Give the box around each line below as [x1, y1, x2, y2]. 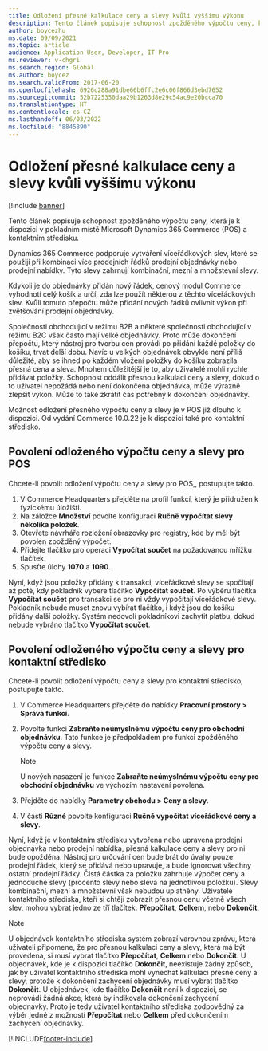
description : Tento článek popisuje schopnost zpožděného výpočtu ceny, [8, 19, 255, 27]
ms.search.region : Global [8, 64, 94, 72]
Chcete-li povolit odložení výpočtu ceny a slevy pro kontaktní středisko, [8, 676, 243, 686]
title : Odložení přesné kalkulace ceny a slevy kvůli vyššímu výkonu [8, 11, 245, 20]
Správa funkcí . [19, 709, 69, 718]
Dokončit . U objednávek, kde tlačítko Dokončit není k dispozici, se [8, 985, 227, 994]
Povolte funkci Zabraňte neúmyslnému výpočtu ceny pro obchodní [19, 724, 245, 734]
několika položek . [19, 519, 80, 529]
